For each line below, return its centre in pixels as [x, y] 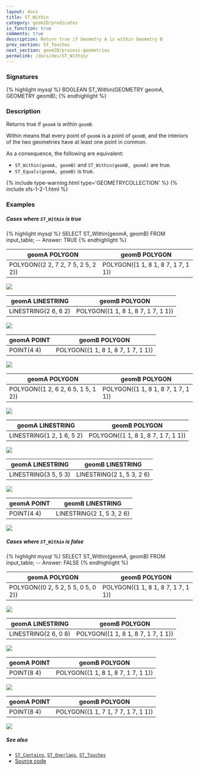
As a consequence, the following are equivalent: [65, 154]
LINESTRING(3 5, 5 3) [40, 475]
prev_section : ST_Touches [38, 45]
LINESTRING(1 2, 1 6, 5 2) [46, 436]
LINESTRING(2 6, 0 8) [40, 634]
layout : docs [22, 12]
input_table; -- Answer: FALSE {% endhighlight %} [67, 563]
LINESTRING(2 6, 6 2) [40, 311]
